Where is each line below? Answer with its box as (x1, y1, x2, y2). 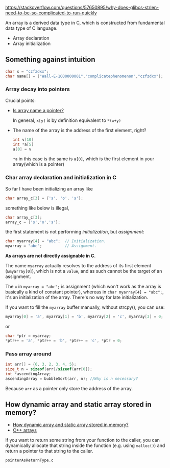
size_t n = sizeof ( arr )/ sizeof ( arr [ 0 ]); (5, 366, 93, 372)
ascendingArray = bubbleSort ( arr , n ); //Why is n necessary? (5, 376, 138, 381)
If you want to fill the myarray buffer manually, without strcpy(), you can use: (5, 304, 165, 310)
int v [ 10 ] (12, 137, 34, 142)
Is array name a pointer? (12, 107, 64, 113)
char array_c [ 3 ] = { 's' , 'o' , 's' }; (5, 196, 83, 201)
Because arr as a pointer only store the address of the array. (5, 385, 133, 391)
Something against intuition (5, 55, 95, 64)
